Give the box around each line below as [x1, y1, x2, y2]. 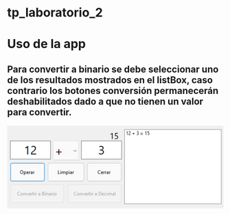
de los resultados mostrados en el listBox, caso [7, 74, 213, 86]
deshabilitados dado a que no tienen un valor [7, 95, 204, 107]
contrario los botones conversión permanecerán [7, 84, 219, 97]
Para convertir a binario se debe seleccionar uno [7, 63, 219, 75]
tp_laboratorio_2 [7, 5, 103, 21]
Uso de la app [7, 36, 86, 52]
